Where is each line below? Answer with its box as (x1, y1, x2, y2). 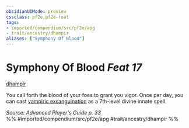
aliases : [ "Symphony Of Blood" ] (6, 36, 85, 41)
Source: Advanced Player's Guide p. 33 (6, 109, 101, 116)
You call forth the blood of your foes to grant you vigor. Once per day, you (6, 91, 184, 98)
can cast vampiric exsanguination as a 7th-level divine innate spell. (6, 98, 167, 105)
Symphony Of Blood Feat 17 (6, 61, 142, 74)
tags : (6, 19, 19, 25)
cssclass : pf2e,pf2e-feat (6, 14, 69, 20)
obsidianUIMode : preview (6, 8, 66, 15)
